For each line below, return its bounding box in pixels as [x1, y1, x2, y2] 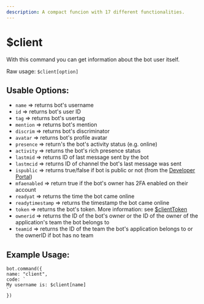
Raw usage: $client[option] [6, 67, 78, 75]
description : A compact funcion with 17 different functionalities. [6, 9, 185, 15]
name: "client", [6, 271, 48, 278]
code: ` [6, 276, 26, 283]
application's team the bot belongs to [15, 219, 110, 226]
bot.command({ [6, 266, 43, 272]
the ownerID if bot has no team [15, 232, 94, 239]
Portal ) [15, 173, 32, 181]
